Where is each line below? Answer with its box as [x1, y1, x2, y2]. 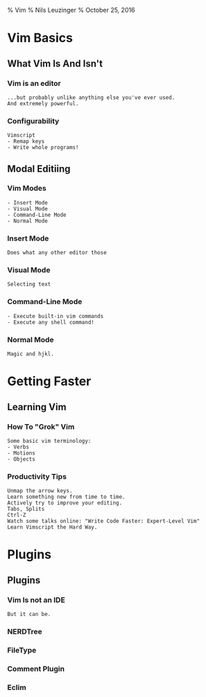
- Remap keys [7, 138, 45, 145]
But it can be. [7, 611, 51, 618]
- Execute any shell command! [7, 319, 95, 326]
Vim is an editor [7, 78, 61, 88]
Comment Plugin [7, 664, 65, 673]
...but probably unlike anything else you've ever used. [7, 94, 175, 101]
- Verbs [7, 443, 30, 450]
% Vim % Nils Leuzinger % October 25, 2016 [7, 6, 135, 14]
